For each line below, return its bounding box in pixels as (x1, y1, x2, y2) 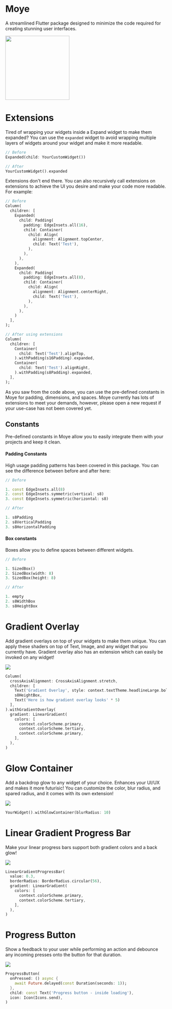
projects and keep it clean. (5, 439, 61, 445)
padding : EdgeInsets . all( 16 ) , (24, 223, 88, 228)
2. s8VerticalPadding (5, 519, 52, 524)
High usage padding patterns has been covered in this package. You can (5, 462, 159, 468)
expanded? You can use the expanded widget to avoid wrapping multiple (5, 134, 157, 140)
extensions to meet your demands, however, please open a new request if (5, 399, 161, 406)
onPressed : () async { (10, 976, 58, 981)
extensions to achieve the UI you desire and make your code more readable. (5, 183, 166, 190)
